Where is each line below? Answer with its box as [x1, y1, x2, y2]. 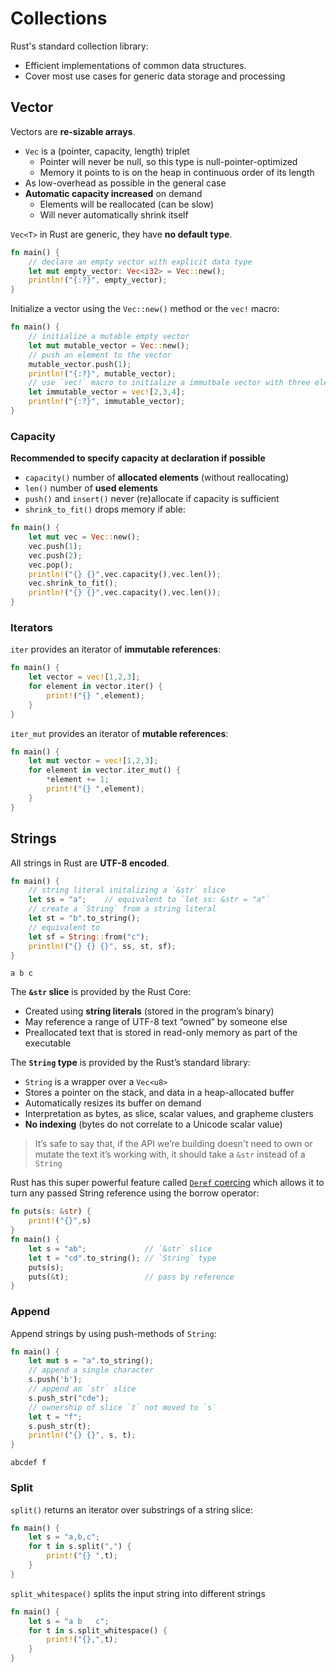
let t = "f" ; [28, 1412, 83, 1422]
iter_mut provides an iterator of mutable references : [10, 727, 229, 739]
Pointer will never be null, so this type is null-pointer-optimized [39, 155, 298, 167]
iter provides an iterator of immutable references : [10, 643, 222, 656]
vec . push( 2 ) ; [28, 550, 83, 561]
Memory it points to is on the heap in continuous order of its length [39, 166, 315, 178]
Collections [10, 7, 108, 30]
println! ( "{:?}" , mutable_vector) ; [28, 368, 177, 379]
